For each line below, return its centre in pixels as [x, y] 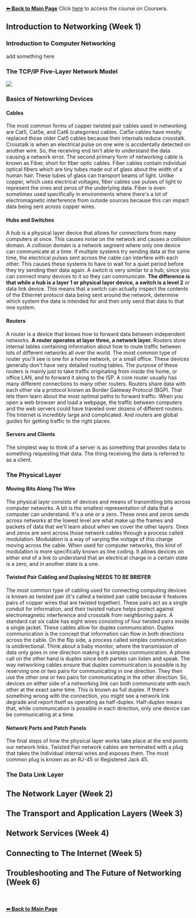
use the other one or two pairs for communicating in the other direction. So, [97, 677]
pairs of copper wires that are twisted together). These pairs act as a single [97, 603]
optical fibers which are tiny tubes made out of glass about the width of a [94, 170]
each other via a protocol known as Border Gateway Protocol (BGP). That [94, 390]
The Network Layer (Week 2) [59, 794]
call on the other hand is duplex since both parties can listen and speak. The [98, 659]
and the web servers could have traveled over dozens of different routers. [95, 408]
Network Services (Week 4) [58, 834]
